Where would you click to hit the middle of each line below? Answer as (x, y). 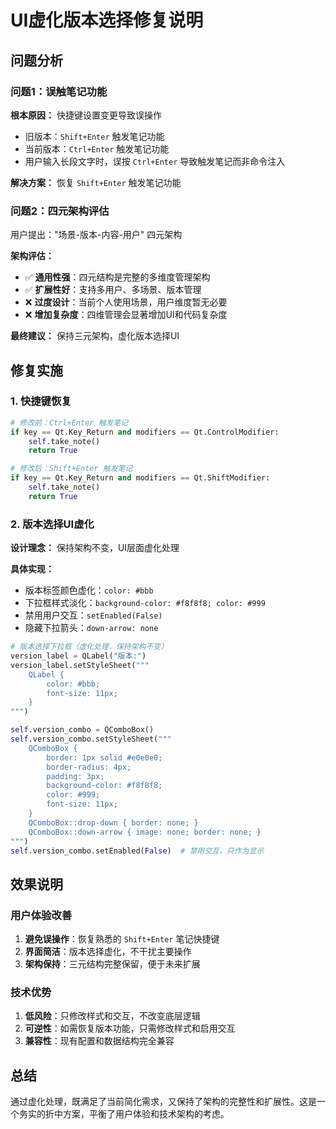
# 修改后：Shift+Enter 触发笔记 (71, 469)
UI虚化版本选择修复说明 (107, 20)
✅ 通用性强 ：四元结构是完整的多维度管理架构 (117, 277)
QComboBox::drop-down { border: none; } (113, 822)
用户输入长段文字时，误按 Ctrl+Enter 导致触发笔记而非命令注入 (155, 161)
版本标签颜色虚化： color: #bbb (89, 590)
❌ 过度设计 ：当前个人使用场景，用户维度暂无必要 (126, 302)
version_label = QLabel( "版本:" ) (78, 656)
